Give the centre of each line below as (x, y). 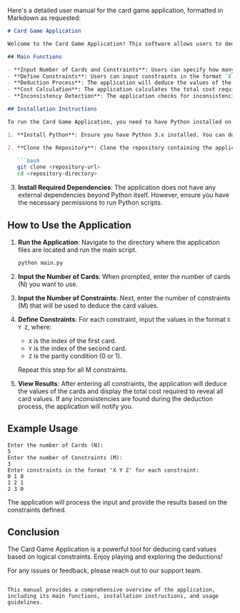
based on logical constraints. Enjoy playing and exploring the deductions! (115, 557)
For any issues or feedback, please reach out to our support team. (105, 571)
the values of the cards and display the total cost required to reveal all (120, 391)
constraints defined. (37, 510)
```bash (28, 161)
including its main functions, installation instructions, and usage (113, 596)
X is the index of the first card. (72, 340)
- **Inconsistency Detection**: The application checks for (99, 96)
